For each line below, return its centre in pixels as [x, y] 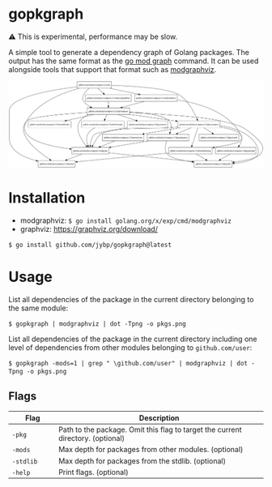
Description [159, 417]
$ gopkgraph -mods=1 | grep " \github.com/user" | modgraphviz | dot [128, 363]
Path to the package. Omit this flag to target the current [150, 429]
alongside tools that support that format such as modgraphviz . [113, 69]
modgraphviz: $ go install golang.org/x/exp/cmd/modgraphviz [126, 220]
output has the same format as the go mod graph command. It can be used [134, 61]
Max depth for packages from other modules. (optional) [151, 450]
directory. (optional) [91, 438]
